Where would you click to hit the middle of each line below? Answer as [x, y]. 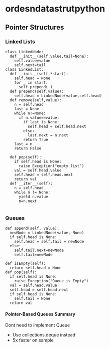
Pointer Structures [35, 27]
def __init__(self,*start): [39, 74]
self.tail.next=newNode [39, 250]
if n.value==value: [39, 118]
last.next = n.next [48, 135]
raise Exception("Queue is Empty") [51, 281]
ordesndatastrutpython [55, 9]
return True [36, 139]
